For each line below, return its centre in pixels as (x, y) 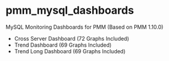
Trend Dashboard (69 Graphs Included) (63, 45)
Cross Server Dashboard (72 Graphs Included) (72, 38)
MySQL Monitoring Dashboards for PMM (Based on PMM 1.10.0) (84, 27)
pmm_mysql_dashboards (70, 10)
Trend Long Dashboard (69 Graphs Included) (70, 51)
